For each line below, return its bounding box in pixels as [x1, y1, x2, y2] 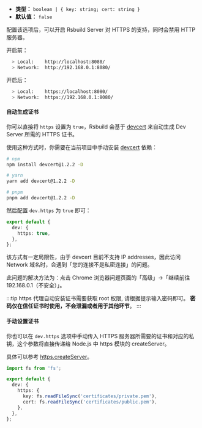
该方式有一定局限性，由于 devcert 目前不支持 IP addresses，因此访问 [6, 253, 181, 261]
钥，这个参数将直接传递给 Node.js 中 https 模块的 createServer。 [6, 340, 170, 347]
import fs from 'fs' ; [6, 365, 62, 371]
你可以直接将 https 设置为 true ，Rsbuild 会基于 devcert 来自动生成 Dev [6, 123, 186, 130]
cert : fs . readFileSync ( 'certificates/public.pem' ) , [22, 399, 157, 405]
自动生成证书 [6, 108, 39, 116]
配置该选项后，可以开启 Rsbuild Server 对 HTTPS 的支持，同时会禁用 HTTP [6, 26, 196, 33]
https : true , [17, 230, 51, 237]
